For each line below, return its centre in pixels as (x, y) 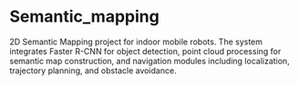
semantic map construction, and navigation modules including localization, (149, 61)
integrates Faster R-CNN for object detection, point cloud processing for (145, 51)
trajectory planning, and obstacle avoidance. (93, 71)
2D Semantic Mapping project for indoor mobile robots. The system (136, 42)
